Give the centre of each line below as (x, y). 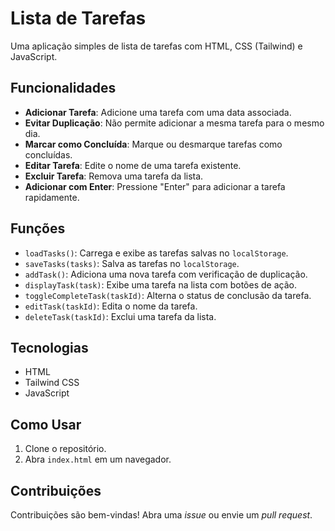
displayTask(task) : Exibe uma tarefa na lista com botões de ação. (160, 284)
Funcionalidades (63, 88)
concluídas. (48, 154)
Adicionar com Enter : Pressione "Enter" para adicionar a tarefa (155, 186)
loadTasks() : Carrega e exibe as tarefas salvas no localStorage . (156, 253)
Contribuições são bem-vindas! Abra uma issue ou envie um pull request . (161, 515)
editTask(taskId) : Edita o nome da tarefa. (111, 306)
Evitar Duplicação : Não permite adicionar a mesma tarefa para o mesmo (174, 123)
